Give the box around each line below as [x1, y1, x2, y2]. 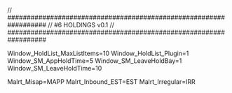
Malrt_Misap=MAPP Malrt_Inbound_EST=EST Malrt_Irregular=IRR [7, 78, 196, 86]
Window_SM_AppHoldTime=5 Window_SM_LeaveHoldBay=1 [7, 57, 182, 65]
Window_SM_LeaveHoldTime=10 [7, 64, 102, 72]
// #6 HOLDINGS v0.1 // [48, 21, 114, 29]
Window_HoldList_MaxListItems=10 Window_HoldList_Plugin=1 [7, 49, 189, 57]
